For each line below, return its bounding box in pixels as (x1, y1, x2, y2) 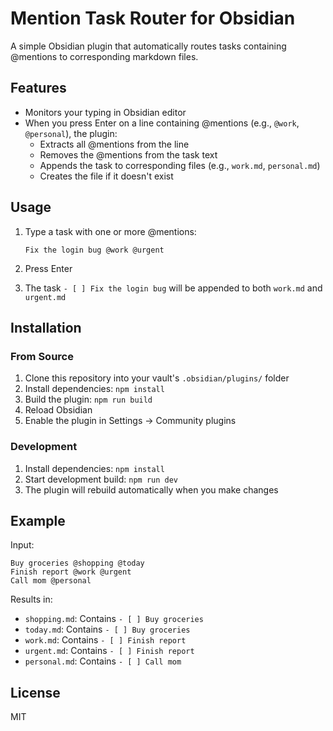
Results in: (10, 593, 53, 606)
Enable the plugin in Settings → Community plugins (24, 415, 237, 427)
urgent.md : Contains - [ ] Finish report (24, 645, 195, 657)
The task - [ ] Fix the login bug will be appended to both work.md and (24, 282, 323, 294)
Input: (10, 539, 35, 551)
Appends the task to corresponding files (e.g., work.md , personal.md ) (39, 159, 321, 171)
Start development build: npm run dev (24, 473, 179, 485)
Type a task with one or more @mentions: (24, 225, 197, 237)
